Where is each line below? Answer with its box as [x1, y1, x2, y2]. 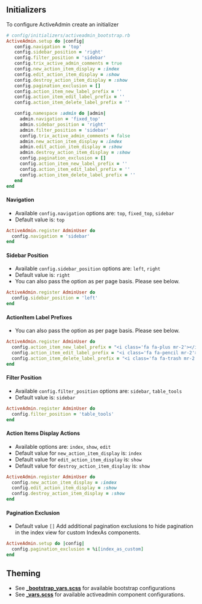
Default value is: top [14, 216, 65, 223]
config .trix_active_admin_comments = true [14, 60, 122, 67]
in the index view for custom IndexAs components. [14, 529, 141, 536]
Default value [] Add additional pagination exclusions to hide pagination [14, 523, 194, 530]
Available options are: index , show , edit [14, 443, 111, 450]
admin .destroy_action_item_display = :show [19, 150, 130, 156]
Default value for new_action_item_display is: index [14, 449, 142, 457]
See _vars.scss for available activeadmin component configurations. [14, 591, 185, 598]
